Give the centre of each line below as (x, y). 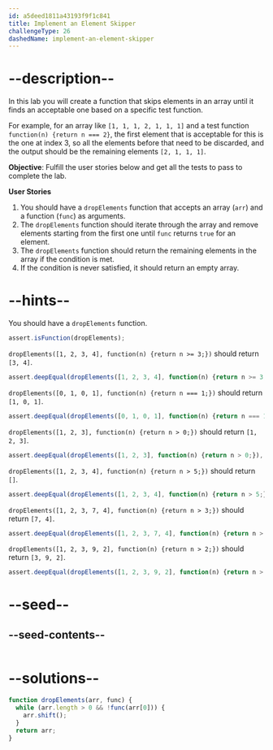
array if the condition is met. (67, 259)
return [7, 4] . (32, 518)
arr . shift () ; (45, 715)
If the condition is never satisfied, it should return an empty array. (130, 268)
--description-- (62, 79)
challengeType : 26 (39, 31)
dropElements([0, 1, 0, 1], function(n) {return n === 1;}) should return (136, 392)
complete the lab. (38, 176)
